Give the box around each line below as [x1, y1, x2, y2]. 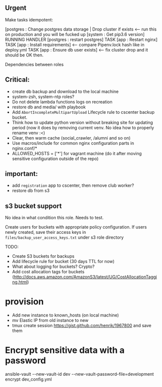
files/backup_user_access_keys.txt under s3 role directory [5, 234, 124, 240]
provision [5, 296, 44, 307]
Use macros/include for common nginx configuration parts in [12, 140, 134, 146]
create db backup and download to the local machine [12, 88, 119, 94]
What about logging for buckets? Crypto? [12, 264, 95, 269]
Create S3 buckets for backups [12, 253, 75, 259]
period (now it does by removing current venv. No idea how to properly [12, 124, 154, 130]
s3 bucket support [5, 202, 62, 210]
